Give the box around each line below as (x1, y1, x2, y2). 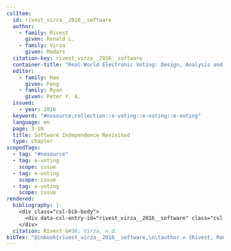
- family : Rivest (19, 29, 69, 36)
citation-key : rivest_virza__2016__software (12, 55, 143, 62)
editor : (12, 67, 35, 74)
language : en (12, 118, 50, 126)
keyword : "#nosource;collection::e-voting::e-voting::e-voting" (12, 112, 201, 119)
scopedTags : (6, 144, 41, 151)
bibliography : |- (12, 202, 63, 209)
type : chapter (12, 138, 53, 145)
